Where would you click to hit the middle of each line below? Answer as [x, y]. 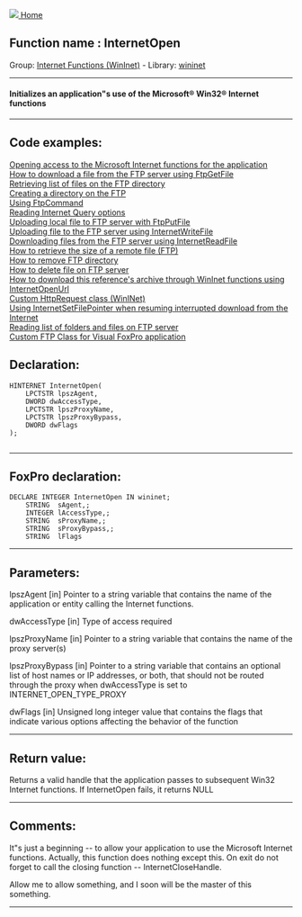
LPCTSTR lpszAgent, [62, 393]
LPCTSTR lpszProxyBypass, [74, 417]
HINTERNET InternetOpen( [56, 386]
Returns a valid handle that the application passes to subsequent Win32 [142, 780]
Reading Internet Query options [67, 212]
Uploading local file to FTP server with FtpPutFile [100, 221]
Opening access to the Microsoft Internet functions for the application [138, 164]
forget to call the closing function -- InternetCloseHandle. [115, 867]
